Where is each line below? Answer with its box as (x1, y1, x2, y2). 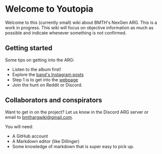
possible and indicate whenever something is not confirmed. (5, 30, 127, 36)
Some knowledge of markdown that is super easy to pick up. (12, 143, 134, 149)
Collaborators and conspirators (5, 96, 102, 104)
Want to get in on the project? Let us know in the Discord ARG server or (5, 109, 149, 115)
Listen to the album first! (12, 66, 61, 72)
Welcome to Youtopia (5, 3, 94, 15)
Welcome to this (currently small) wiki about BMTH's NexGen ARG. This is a (5, 19, 157, 25)
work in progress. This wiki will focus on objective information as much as (5, 24, 154, 30)
